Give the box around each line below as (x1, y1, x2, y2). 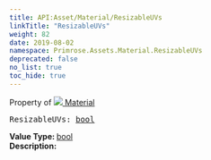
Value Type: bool (9, 131, 74, 141)
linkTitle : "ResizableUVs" (9, 21, 110, 30)
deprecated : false (9, 55, 78, 63)
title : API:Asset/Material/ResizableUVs (9, 13, 163, 22)
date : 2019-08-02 (9, 38, 75, 47)
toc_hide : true (9, 72, 66, 80)
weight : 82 (9, 29, 50, 38)
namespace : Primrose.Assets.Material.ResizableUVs (9, 46, 203, 55)
